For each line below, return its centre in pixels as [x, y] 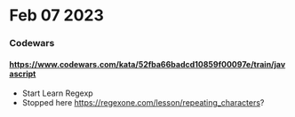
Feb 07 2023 [57, 16]
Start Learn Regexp [57, 93]
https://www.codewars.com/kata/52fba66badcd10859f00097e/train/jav [147, 64]
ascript [23, 74]
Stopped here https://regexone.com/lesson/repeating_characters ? [143, 103]
